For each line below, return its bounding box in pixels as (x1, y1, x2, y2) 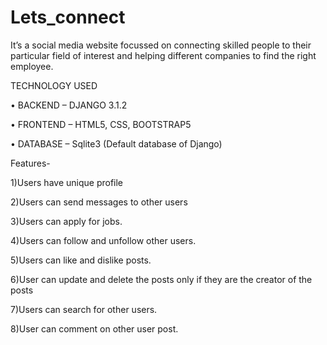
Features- (10, 157, 51, 169)
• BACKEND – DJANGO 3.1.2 (10, 99, 128, 111)
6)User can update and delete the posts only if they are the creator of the (10, 273, 313, 285)
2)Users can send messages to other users (10, 196, 188, 208)
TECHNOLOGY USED (10, 79, 98, 91)
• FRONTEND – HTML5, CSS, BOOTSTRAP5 (10, 118, 192, 130)
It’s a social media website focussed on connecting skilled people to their (10, 39, 312, 51)
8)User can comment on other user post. (10, 322, 179, 335)
